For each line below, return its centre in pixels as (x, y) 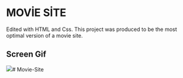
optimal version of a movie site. (45, 35)
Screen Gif (26, 54)
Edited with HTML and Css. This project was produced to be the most (92, 29)
